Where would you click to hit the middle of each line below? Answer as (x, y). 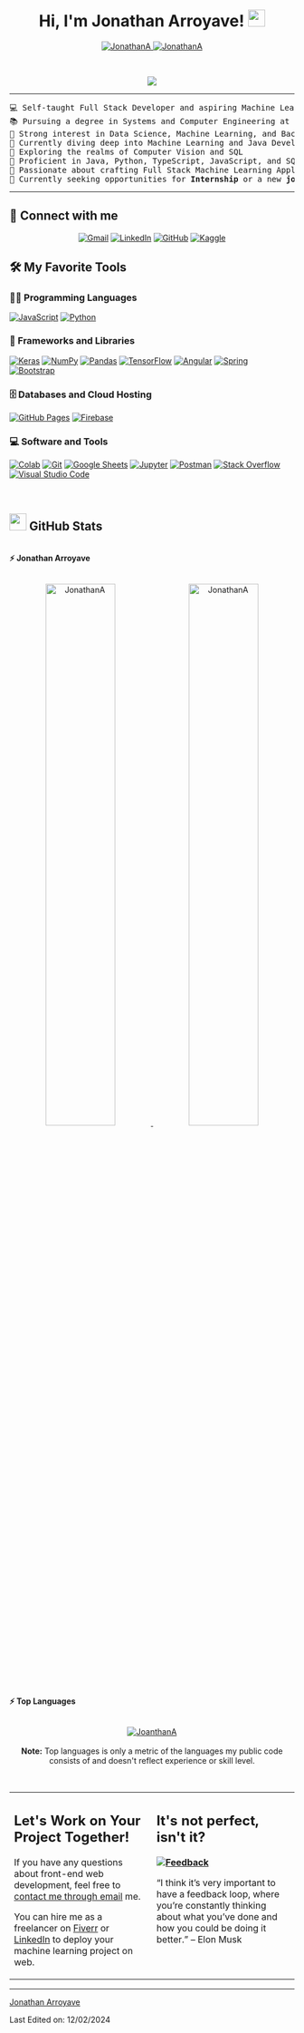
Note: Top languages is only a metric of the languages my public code (152, 1751)
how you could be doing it (212, 1929)
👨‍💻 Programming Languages (73, 297)
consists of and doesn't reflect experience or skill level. (152, 1760)
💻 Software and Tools (59, 442)
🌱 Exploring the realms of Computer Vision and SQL (127, 151)
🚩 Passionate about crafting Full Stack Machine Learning (141, 170)
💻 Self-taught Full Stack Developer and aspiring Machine (142, 107)
